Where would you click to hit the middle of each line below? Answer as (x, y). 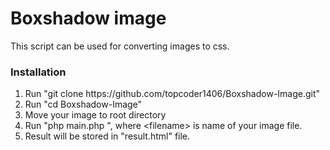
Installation (38, 72)
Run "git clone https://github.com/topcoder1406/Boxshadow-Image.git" (172, 94)
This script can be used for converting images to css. (120, 46)
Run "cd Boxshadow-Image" (83, 104)
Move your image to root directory (95, 115)
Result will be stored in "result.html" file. (107, 136)
